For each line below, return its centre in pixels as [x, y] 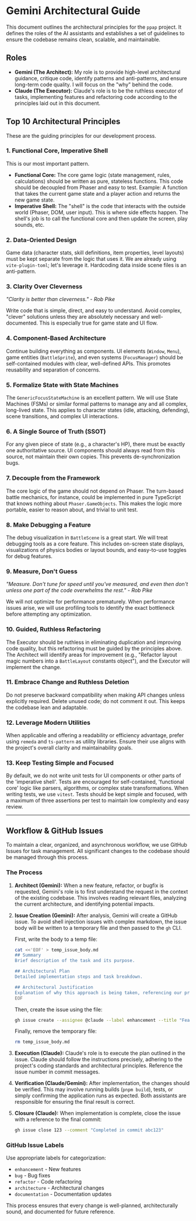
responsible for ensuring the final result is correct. [75, 1102]
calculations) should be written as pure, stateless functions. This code [99, 181]
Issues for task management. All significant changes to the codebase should [98, 851]
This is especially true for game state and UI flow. [99, 323]
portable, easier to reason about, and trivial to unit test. [72, 509]
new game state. [34, 200]
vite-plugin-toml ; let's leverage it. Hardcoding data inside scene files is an [96, 265]
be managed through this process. [48, 857]
